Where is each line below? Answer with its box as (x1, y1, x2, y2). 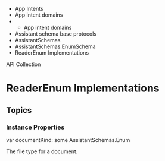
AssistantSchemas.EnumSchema (14, 43, 96, 50)
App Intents (14, 5, 43, 12)
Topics (6, 105, 32, 115)
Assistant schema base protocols (14, 30, 97, 37)
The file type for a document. (6, 148, 78, 155)
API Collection (6, 61, 41, 68)
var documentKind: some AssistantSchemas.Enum (6, 136, 130, 143)
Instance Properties (6, 123, 65, 131)
